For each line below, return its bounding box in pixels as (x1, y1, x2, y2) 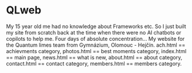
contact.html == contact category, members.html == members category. (6, 60, 182, 67)
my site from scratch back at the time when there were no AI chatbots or (6, 29, 181, 36)
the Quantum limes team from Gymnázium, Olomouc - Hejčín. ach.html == (6, 41, 186, 48)
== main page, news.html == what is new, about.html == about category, (6, 54, 183, 61)
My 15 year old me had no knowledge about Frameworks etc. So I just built (6, 23, 187, 30)
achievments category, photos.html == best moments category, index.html (6, 47, 187, 54)
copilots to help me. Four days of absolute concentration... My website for (6, 35, 185, 42)
